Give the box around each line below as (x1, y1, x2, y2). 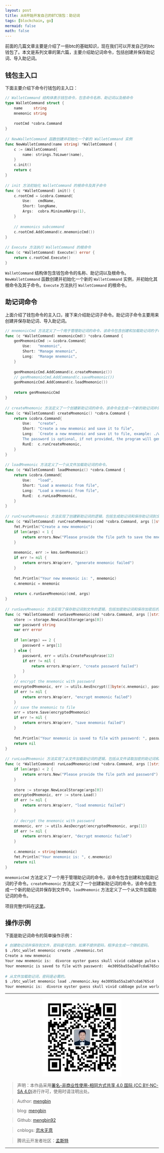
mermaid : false (5, 23, 36, 28)
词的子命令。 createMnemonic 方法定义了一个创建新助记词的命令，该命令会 (5, 881, 153, 886)
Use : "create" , (22, 421, 58, 426)
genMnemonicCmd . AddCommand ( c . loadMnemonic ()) (14, 380, 108, 385)
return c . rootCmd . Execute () (14, 255, 71, 260)
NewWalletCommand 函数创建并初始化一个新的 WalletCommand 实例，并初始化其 (5, 276, 158, 282)
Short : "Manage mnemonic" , (22, 349, 78, 354)
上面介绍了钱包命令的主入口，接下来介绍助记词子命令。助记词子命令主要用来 (5, 312, 159, 317)
